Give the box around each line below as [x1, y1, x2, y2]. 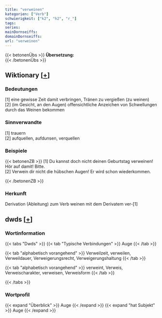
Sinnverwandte [5, 119, 42, 126]
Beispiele [5, 147, 28, 154]
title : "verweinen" [5, 7, 44, 12]
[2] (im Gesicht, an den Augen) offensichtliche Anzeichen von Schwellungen [5, 102, 157, 108]
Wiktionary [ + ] [5, 71, 50, 79]
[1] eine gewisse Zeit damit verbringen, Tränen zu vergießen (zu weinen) [5, 96, 149, 102]
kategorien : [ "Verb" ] [5, 12, 49, 16]
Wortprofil [5, 291, 30, 298]
